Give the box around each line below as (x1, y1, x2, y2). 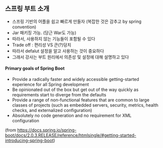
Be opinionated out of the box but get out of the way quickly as (12, 87, 139, 92)
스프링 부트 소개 (5, 4, 50, 13)
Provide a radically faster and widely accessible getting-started (12, 76, 140, 82)
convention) (12, 24, 36, 30)
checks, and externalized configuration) (12, 108, 92, 113)
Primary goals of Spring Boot (5, 65, 65, 72)
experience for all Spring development (12, 82, 89, 88)
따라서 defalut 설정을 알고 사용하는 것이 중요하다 (12, 48, 105, 54)
